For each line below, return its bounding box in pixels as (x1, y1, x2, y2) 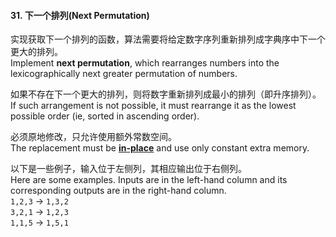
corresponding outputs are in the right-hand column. (10, 185, 227, 197)
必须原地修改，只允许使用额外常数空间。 (10, 131, 177, 143)
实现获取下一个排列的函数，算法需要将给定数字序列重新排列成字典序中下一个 (10, 33, 326, 45)
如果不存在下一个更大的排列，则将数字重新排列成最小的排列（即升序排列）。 (10, 88, 322, 100)
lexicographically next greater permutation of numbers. (10, 68, 238, 80)
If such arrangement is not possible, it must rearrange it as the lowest (10, 100, 297, 112)
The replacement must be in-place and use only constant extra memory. (10, 142, 310, 154)
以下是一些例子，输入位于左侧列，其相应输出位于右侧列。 (10, 163, 247, 175)
